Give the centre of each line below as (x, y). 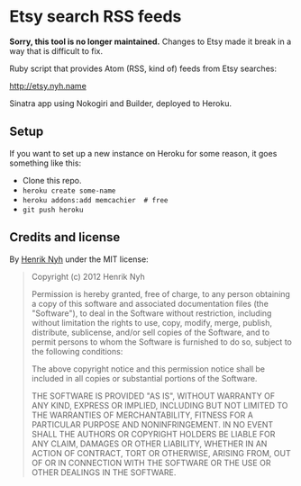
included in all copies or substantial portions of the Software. (144, 378)
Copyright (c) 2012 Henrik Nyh (88, 276)
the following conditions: (77, 351)
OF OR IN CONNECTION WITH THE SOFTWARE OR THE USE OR (151, 463)
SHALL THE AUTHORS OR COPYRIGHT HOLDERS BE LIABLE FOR (153, 434)
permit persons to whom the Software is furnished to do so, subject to (162, 342)
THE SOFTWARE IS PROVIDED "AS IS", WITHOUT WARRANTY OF (153, 396)
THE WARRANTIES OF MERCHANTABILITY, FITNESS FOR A (142, 415)
